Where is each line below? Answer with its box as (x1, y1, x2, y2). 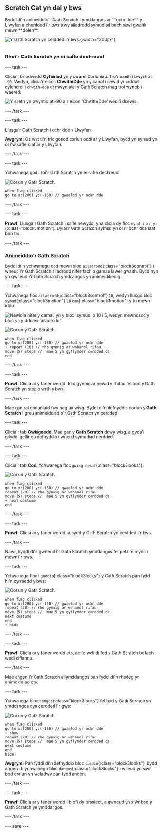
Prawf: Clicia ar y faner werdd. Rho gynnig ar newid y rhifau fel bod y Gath (5, 381, 155, 387)
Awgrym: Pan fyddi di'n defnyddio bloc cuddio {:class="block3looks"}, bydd (5, 760, 157, 766)
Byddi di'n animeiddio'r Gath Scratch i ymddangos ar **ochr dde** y (5, 17, 143, 22)
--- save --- (5, 823, 29, 829)
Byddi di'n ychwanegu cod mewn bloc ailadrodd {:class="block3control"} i (5, 263, 154, 269)
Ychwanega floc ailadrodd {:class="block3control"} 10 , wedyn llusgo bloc (5, 292, 152, 299)
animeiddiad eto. (5, 679, 39, 685)
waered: (5, 89, 22, 95)
